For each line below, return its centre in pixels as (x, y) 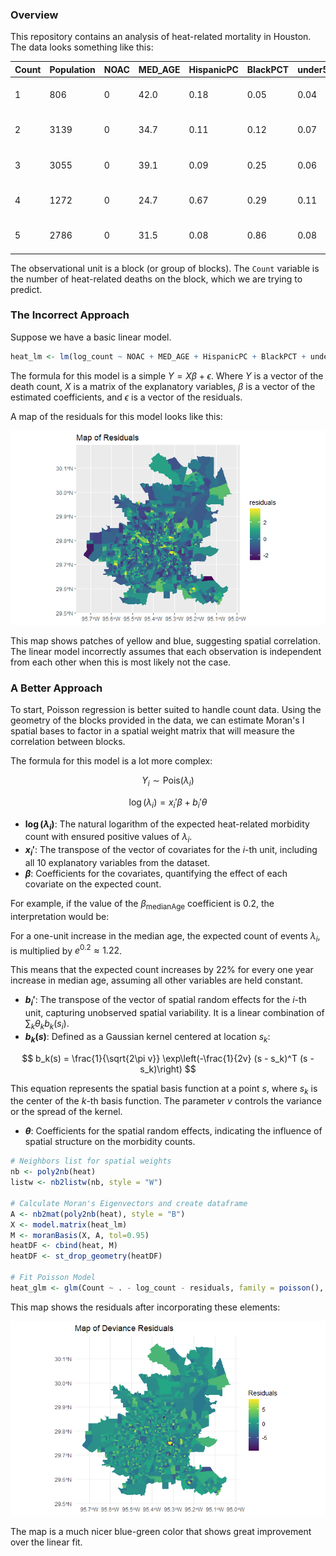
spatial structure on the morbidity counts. (110, 1142)
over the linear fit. (46, 1542)
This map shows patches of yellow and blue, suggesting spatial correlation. (165, 640)
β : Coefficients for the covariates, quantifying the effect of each (156, 874)
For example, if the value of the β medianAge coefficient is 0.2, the (142, 905)
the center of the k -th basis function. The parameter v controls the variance (166, 1101)
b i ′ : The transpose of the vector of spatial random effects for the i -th (165, 1001)
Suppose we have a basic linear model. (91, 337)
